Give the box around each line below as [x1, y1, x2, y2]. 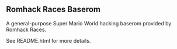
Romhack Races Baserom [6, 5, 101, 14]
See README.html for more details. [6, 37, 91, 44]
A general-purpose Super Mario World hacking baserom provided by [6, 20, 172, 27]
